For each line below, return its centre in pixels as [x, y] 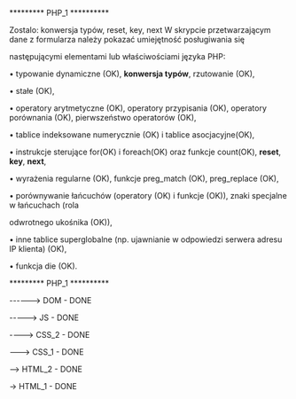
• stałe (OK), [32, 91]
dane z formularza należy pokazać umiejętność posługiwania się [127, 39]
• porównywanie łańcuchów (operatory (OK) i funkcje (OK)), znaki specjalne [148, 196]
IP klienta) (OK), [38, 249]
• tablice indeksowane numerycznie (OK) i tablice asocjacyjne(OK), [132, 135]
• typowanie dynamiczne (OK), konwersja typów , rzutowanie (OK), [132, 74]
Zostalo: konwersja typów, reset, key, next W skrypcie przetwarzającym [140, 30]
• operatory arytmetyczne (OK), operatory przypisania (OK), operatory [138, 108]
